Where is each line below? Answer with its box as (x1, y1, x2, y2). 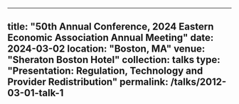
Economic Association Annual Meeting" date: (7, 32, 214, 44)
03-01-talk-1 (7, 87, 64, 99)
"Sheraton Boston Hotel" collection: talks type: (7, 54, 221, 66)
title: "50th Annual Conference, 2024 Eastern (7, 21, 214, 33)
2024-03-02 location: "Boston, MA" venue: (7, 43, 206, 55)
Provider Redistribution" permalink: (7, 76, 169, 88)
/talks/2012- (170, 76, 227, 88)
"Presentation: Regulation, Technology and (7, 65, 203, 77)
